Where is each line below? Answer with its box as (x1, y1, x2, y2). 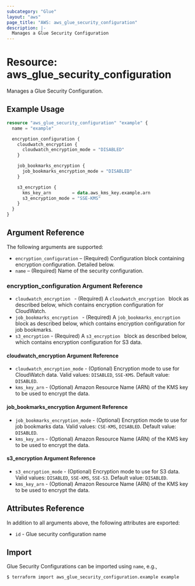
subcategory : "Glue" (6, 8, 57, 15)
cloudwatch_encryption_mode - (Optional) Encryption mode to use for (15, 365, 180, 372)
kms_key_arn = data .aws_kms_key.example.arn (22, 190, 151, 196)
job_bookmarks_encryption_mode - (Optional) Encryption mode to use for (15, 417, 187, 424)
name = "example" (12, 125, 54, 131)
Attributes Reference (6, 503, 85, 513)
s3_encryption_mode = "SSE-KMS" (22, 195, 101, 201)
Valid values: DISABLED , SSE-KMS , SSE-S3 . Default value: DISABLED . (15, 474, 168, 481)
